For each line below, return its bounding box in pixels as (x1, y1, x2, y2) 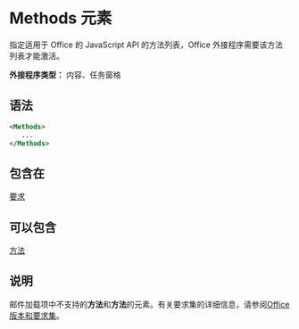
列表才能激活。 (9, 50, 64, 61)
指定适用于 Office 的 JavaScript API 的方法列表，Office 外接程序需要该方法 (9, 39, 284, 50)
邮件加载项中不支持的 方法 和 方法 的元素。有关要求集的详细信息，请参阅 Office (9, 299, 290, 309)
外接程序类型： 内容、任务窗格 (9, 69, 121, 80)
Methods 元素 (9, 8, 112, 29)
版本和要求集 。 (9, 309, 64, 321)
